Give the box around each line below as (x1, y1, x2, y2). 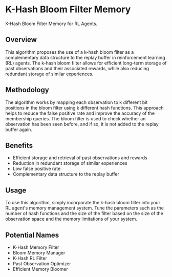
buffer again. (5, 126, 32, 133)
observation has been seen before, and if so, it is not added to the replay (5, 121, 159, 127)
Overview (5, 35, 37, 44)
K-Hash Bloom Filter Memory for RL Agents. (5, 20, 98, 27)
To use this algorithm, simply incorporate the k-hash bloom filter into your (5, 200, 160, 206)
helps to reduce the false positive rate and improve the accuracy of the (5, 110, 155, 116)
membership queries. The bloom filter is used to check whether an (5, 115, 146, 121)
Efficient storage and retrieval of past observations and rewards (12, 155, 147, 161)
